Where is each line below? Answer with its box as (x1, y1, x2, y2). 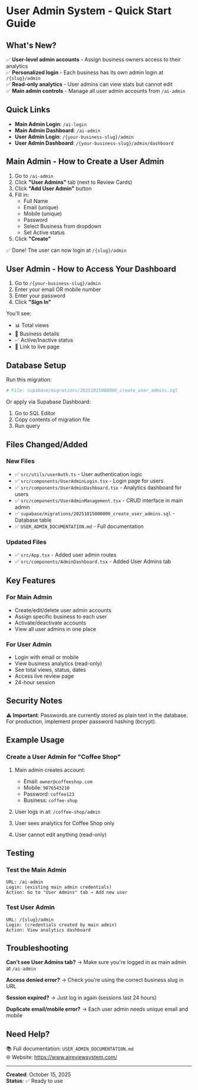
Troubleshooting (6, 943, 69, 953)
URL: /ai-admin (6, 879, 44, 885)
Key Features (6, 575, 56, 586)
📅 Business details (14, 330, 60, 338)
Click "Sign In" (14, 299, 52, 306)
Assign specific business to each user (14, 613, 107, 620)
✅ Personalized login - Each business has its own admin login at (6, 69, 164, 76)
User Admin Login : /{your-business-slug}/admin (14, 133, 134, 140)
